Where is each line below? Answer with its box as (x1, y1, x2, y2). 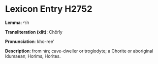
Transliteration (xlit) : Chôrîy (5, 29, 63, 35)
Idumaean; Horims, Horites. (5, 53, 61, 59)
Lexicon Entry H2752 (5, 3, 93, 15)
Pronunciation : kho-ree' (5, 38, 55, 44)
